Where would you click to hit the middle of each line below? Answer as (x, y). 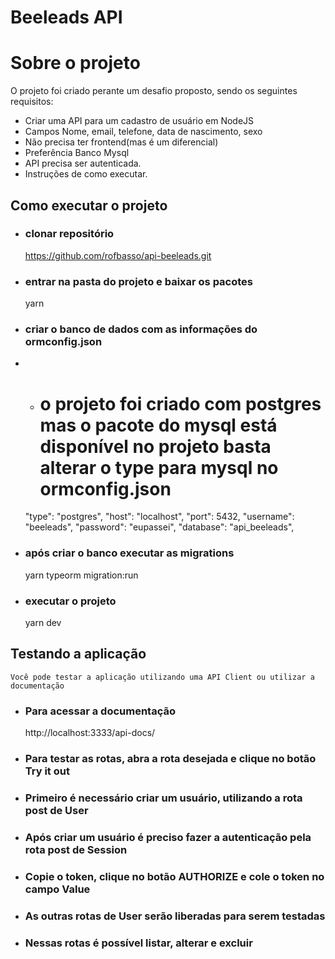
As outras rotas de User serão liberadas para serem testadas (175, 916)
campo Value (57, 889)
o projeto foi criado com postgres (180, 403)
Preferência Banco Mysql (77, 153)
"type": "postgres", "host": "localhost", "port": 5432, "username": (159, 517)
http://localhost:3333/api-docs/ (90, 733)
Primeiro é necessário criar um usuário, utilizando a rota (163, 798)
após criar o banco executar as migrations (129, 553)
